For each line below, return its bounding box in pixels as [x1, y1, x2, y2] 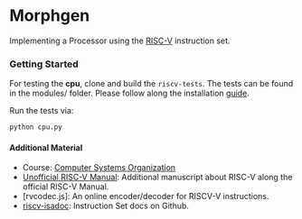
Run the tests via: [9, 105, 74, 116]
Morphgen [9, 5, 90, 26]
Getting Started [9, 58, 79, 70]
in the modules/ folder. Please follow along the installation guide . [9, 87, 250, 99]
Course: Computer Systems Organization [22, 162, 176, 173]
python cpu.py [9, 123, 63, 132]
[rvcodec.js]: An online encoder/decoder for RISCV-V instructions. [22, 191, 269, 202]
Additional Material [9, 141, 83, 153]
